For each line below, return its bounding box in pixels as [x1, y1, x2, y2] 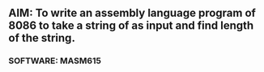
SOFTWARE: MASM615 [8, 55, 101, 66]
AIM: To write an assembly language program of [8, 6, 257, 20]
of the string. [8, 31, 75, 45]
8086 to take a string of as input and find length [8, 19, 254, 33]
